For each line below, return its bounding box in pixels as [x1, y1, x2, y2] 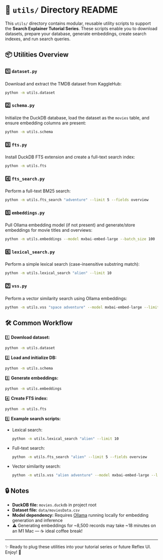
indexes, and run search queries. [5, 36, 71, 42]
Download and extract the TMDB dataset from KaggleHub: [5, 81, 122, 86]
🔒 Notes [5, 487, 29, 495]
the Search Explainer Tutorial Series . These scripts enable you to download [5, 25, 158, 31]
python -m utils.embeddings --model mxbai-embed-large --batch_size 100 [5, 237, 155, 242]
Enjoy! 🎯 [5, 549, 22, 555]
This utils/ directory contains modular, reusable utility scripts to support [5, 20, 151, 26]
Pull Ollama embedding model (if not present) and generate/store [5, 222, 135, 228]
